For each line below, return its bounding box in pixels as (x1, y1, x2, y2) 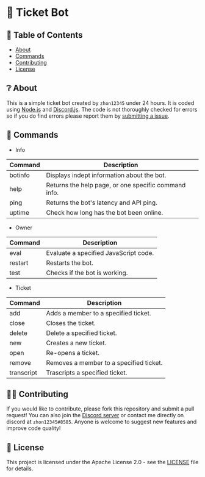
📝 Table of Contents (6, 30, 83, 40)
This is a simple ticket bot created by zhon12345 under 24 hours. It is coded (6, 99, 195, 106)
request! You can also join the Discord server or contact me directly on (6, 412, 184, 419)
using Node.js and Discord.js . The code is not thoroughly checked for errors (6, 106, 198, 113)
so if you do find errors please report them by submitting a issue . (6, 112, 170, 120)
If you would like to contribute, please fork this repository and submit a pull (6, 405, 195, 412)
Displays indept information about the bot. (46, 171, 167, 179)
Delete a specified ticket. (46, 329, 117, 337)
